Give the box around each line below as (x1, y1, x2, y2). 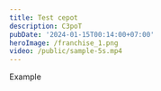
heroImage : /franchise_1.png (9, 38, 119, 48)
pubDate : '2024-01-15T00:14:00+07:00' (9, 30, 155, 39)
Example (9, 71, 42, 82)
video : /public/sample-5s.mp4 (9, 47, 123, 56)
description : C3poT (9, 22, 83, 31)
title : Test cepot (9, 13, 78, 23)
